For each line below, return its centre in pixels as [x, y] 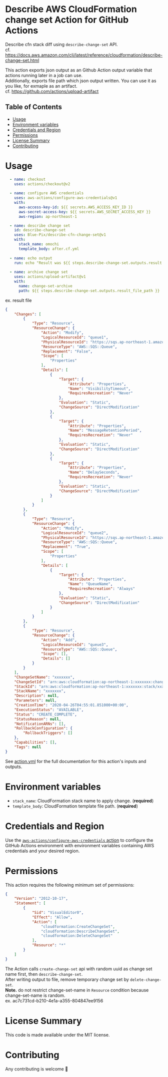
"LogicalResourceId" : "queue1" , [74, 337]
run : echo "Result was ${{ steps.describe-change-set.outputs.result [88, 263]
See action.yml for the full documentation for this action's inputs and [76, 761]
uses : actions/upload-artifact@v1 [50, 277]
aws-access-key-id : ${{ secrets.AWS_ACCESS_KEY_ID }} [76, 207]
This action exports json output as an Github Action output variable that [79, 70]
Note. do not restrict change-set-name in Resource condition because [77, 990]
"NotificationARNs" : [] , [40, 724]
